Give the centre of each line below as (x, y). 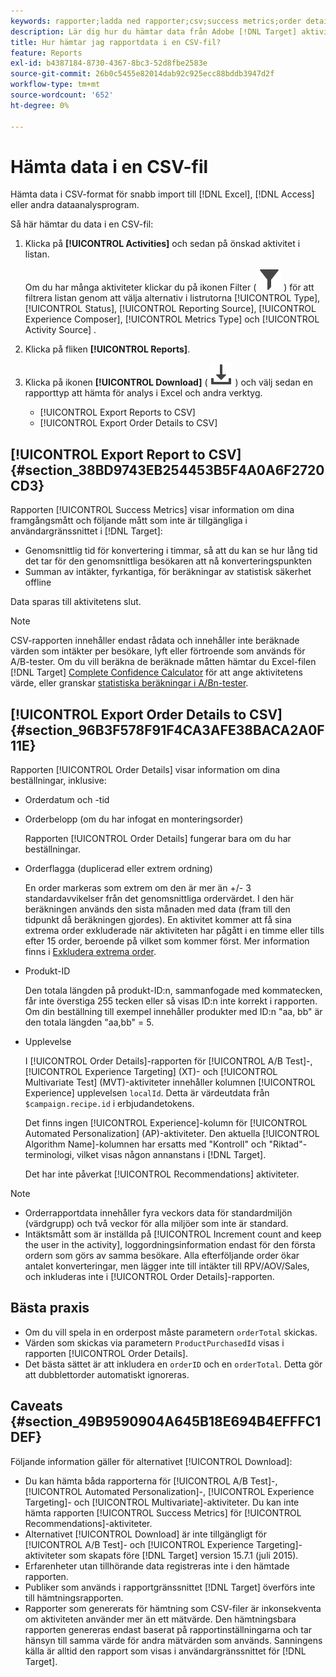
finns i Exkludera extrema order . (90, 952)
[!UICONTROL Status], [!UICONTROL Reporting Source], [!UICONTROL (170, 309)
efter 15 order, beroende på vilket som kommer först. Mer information (167, 941)
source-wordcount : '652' (62, 95)
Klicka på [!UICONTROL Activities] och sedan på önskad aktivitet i (162, 244)
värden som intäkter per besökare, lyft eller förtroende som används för (158, 651)
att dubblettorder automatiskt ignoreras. (107, 1374)
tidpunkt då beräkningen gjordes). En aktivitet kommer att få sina (158, 920)
